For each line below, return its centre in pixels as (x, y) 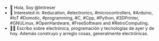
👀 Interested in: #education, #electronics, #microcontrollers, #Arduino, (81, 13)
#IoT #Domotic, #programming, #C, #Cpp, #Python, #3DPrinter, (74, 18)
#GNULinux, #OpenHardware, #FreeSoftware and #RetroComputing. (79, 23)
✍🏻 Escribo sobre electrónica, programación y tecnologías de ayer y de (82, 28)
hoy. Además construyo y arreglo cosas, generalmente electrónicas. (79, 33)
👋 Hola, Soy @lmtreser (32, 8)
